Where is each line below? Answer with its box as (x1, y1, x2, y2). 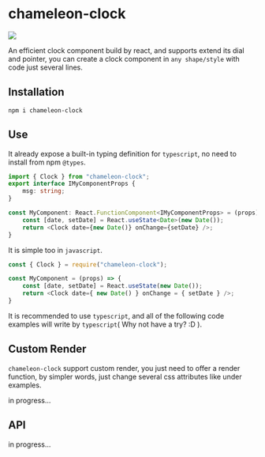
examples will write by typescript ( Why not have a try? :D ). (8, 319, 203, 329)
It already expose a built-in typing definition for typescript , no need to (8, 149, 237, 158)
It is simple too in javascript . (8, 245, 103, 255)
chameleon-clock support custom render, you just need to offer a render (8, 363, 241, 372)
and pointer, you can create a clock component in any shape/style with (8, 54, 241, 63)
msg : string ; (22, 187, 65, 195)
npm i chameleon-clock (8, 106, 83, 115)
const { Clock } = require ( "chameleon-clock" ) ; (8, 260, 168, 269)
